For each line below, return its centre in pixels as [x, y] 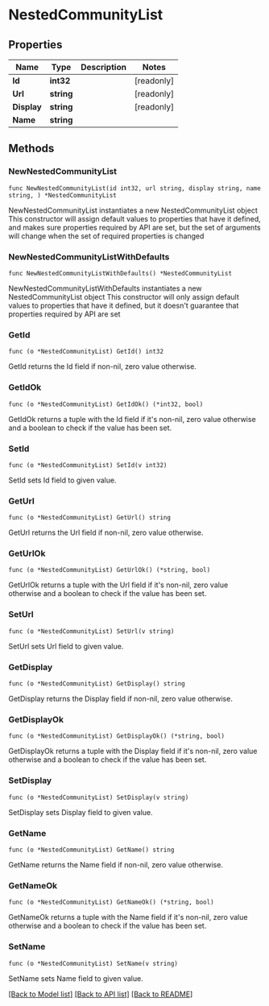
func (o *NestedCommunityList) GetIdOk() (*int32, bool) [106, 404]
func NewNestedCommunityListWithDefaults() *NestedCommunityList [120, 273]
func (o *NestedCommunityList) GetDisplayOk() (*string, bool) [117, 736]
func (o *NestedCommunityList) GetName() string [91, 850]
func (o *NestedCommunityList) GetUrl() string [90, 518]
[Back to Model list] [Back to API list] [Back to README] [101, 994]
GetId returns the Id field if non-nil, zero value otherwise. [103, 366]
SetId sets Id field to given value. [62, 480]
